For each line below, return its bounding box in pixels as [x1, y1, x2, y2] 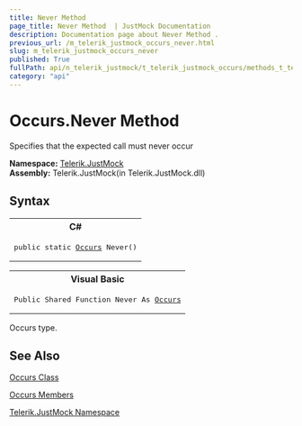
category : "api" [9, 72, 70, 81]
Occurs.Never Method [9, 110, 180, 131]
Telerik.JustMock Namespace [9, 407, 120, 418]
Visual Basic [70, 272, 125, 285]
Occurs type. [9, 322, 58, 333]
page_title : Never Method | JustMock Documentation [9, 22, 211, 31]
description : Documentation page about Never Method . [9, 30, 219, 39]
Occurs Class [9, 372, 59, 383]
